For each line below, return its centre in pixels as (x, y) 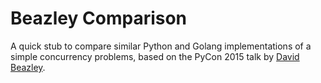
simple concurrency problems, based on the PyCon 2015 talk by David (155, 56)
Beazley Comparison (99, 18)
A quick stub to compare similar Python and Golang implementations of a (161, 46)
